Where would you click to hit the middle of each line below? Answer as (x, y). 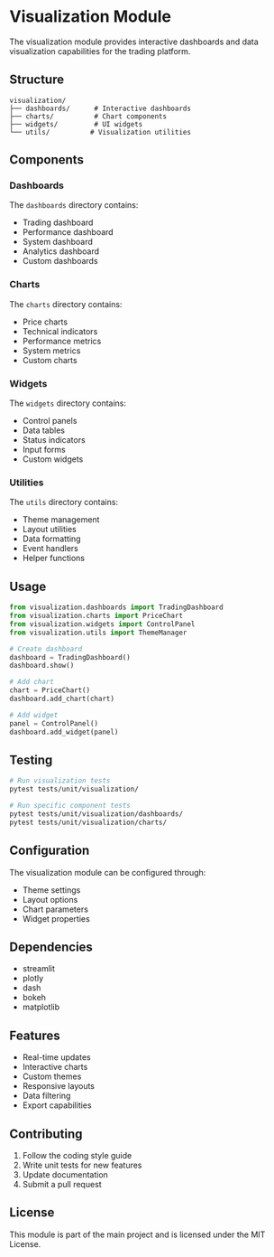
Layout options (50, 899)
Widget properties (56, 918)
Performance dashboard (68, 232)
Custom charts (50, 360)
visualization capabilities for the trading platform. (100, 51)
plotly (33, 979)
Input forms (44, 450)
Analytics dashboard (61, 251)
